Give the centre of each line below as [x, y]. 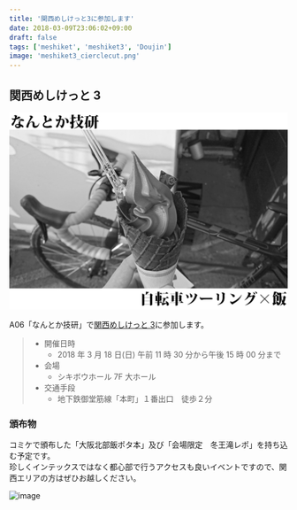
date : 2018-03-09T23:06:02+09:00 [71, 28]
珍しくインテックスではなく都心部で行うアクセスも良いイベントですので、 [145, 467]
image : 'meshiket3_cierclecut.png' [75, 56]
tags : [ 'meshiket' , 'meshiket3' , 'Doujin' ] [91, 47]
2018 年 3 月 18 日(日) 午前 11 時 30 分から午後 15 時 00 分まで [169, 354]
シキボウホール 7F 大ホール [107, 376]
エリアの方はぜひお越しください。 [79, 478]
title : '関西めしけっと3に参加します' [72, 19]
